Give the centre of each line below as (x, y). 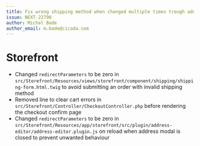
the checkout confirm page (48, 112)
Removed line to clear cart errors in (58, 100)
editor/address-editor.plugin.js (56, 132)
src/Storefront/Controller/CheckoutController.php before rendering (100, 106)
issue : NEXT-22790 (29, 17)
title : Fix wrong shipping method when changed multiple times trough (96, 12)
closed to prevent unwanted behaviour (62, 138)
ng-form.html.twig (37, 88)
